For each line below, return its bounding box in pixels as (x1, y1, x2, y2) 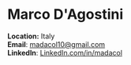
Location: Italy (7, 31, 55, 41)
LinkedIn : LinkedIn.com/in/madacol (7, 48, 123, 57)
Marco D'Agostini (7, 5, 124, 23)
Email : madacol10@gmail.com (7, 39, 106, 49)
